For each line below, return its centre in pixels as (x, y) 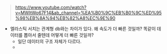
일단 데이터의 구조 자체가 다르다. (49, 41)
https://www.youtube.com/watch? (51, 7)
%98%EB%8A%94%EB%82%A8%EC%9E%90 (65, 18)
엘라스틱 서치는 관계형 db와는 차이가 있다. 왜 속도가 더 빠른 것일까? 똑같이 (83, 29)
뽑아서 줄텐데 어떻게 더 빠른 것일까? (59, 35)
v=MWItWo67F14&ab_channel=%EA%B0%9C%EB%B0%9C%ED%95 (88, 13)
